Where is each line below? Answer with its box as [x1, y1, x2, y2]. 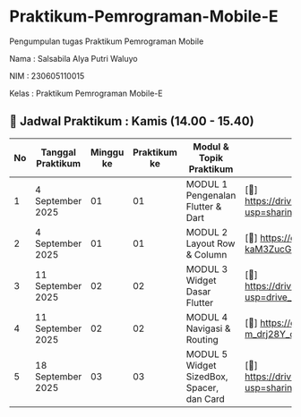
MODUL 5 [185, 347, 228, 360]
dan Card [185, 392, 226, 404]
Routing [185, 333, 219, 345]
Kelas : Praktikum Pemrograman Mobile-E [9, 88, 163, 98]
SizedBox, [185, 370, 228, 382]
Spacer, [185, 381, 219, 394]
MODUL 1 [185, 177, 228, 190]
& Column [185, 248, 228, 260]
